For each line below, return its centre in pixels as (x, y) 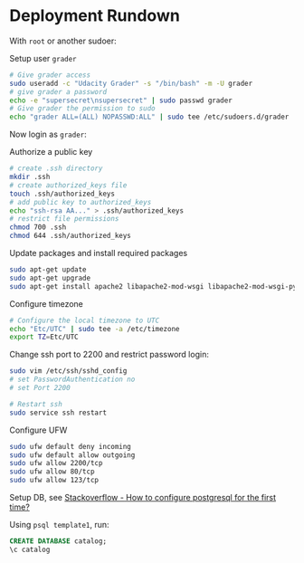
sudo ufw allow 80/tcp (52, 472)
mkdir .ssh (30, 177)
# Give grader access (50, 75)
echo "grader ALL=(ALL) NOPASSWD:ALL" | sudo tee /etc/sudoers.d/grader (149, 117)
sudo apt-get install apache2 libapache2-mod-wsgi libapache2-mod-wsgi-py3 (155, 286)
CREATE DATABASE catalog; (58, 541)
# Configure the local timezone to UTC (85, 320)
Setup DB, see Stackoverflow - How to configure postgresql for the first (143, 498)
